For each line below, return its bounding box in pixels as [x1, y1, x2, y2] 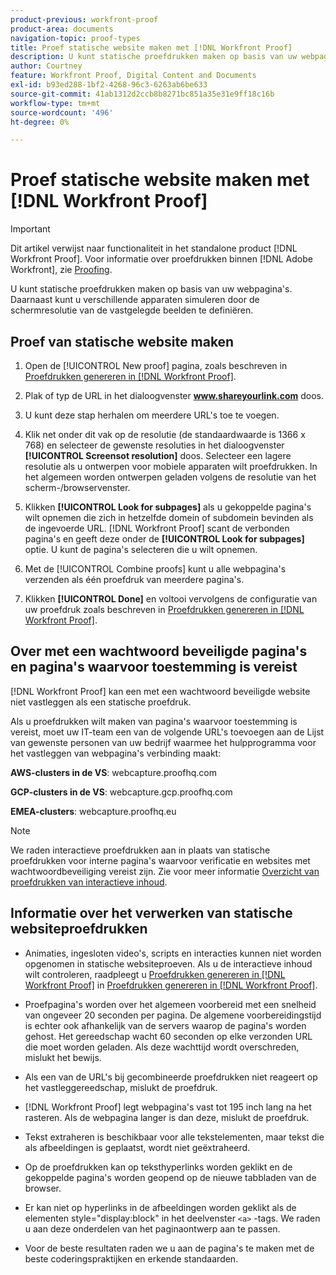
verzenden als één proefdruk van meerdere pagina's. [24, 574, 245, 585]
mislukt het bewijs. [24, 1051, 102, 1063]
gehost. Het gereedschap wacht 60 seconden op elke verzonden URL [24, 1030, 313, 1042]
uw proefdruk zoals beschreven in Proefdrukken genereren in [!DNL [24, 604, 305, 615]
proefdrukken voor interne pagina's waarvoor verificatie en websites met [10, 854, 311, 866]
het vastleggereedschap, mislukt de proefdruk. [24, 1081, 218, 1093]
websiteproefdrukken [10, 921, 148, 938]
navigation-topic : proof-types [10, 33, 141, 43]
